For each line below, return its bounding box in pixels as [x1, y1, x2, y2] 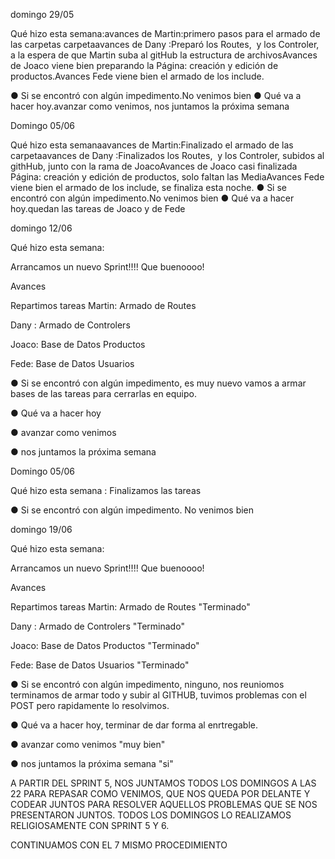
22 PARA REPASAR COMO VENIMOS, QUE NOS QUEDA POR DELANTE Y [10, 788, 311, 799]
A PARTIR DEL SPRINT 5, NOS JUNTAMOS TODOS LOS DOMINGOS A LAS [10, 777, 317, 789]
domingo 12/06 [10, 222, 73, 234]
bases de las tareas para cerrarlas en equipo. [10, 388, 197, 399]
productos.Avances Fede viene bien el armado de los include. [10, 70, 265, 82]
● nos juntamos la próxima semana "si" [10, 758, 174, 769]
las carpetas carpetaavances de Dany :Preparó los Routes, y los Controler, [10, 39, 320, 50]
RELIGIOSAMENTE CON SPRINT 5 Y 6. [10, 820, 170, 831]
